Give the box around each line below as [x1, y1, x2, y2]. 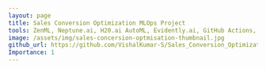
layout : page [8, 11, 51, 20]
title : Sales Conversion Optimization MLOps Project [8, 19, 186, 27]
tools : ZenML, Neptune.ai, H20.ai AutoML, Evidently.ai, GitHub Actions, [8, 26, 257, 34]
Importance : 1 [8, 48, 55, 56]
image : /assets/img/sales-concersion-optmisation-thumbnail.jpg [8, 33, 225, 42]
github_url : [8, 41, 47, 49]
